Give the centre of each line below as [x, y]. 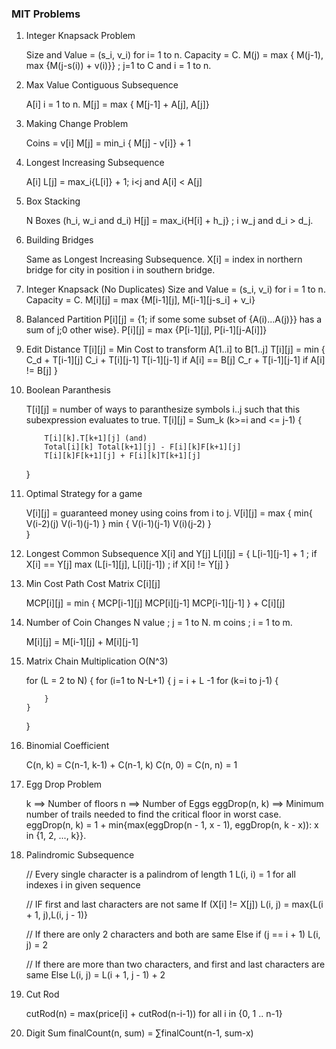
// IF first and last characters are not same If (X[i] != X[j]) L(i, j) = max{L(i [174, 904]
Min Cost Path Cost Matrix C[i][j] [93, 584]
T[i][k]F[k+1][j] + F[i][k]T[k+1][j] [122, 456]
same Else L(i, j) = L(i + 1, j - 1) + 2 [95, 975]
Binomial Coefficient [67, 746]
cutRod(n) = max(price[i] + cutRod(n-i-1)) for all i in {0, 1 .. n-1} [154, 1014]
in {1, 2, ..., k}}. [56, 836]
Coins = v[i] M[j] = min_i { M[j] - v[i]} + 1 [108, 143]
